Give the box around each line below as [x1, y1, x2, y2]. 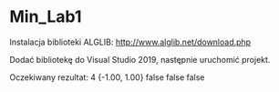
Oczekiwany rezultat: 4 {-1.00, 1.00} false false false [9, 71, 205, 83]
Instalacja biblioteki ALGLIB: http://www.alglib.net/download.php [9, 36, 252, 47]
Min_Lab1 [9, 6, 82, 27]
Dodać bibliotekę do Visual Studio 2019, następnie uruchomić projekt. [9, 54, 271, 65]
